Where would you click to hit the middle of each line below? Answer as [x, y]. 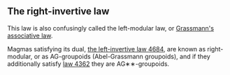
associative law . [30, 35]
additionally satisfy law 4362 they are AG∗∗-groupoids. [88, 64]
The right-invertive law [58, 11]
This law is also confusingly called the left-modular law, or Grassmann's [111, 28]
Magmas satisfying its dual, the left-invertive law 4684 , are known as [107, 49]
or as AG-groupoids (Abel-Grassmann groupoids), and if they [122, 56]
